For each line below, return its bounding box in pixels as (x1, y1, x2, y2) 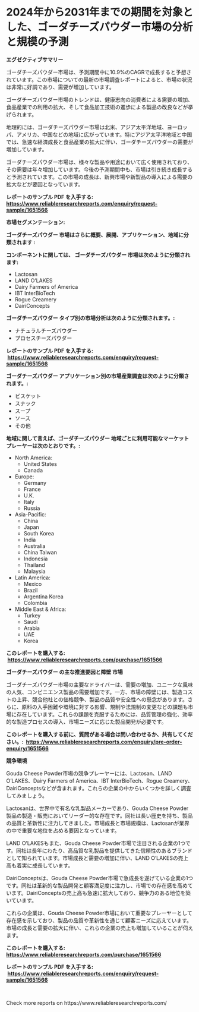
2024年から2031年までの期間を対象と (6, 5, 194, 19)
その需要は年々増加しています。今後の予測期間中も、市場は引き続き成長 (6, 166, 182, 173)
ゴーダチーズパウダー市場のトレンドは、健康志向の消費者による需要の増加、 (6, 96, 193, 103)
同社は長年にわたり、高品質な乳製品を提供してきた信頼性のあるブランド (15, 847, 193, 854)
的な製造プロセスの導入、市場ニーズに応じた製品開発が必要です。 (6, 718, 167, 725)
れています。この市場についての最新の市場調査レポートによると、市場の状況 (6, 75, 192, 83)
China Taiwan (23, 548, 58, 556)
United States (23, 460, 58, 467)
